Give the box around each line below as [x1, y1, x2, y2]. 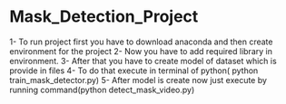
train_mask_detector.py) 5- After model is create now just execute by [9, 74, 268, 85]
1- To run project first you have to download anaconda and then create [9, 36, 273, 47]
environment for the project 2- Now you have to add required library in [9, 45, 272, 56]
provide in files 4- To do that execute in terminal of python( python [9, 65, 259, 76]
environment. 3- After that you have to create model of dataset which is [9, 55, 277, 66]
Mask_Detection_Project [9, 6, 199, 27]
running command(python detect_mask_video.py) [9, 84, 195, 95]
